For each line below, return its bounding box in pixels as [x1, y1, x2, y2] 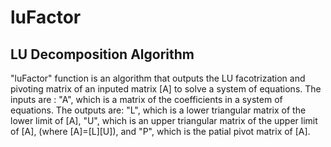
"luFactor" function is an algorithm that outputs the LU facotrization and [10, 72, 306, 84]
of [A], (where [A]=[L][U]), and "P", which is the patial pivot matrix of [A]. [10, 126, 311, 137]
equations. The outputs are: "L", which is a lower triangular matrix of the [10, 104, 307, 116]
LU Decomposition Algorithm [10, 46, 195, 63]
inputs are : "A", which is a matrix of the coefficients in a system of [10, 94, 283, 105]
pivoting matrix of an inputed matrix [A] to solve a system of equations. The [10, 83, 322, 95]
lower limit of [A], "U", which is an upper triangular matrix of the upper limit [10, 115, 318, 126]
